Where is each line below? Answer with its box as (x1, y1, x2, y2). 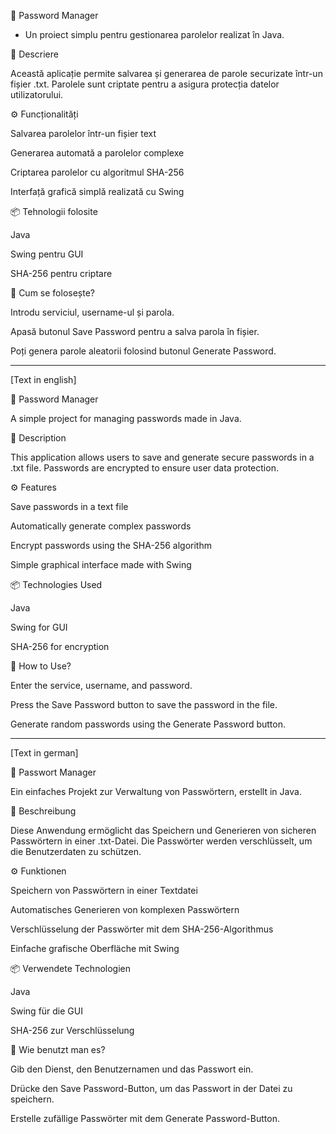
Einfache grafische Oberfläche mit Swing (10, 943, 180, 954)
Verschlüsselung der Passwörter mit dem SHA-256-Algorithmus (10, 923, 274, 935)
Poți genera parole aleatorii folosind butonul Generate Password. (10, 345, 277, 357)
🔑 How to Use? (10, 660, 72, 672)
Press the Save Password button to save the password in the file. (10, 699, 278, 710)
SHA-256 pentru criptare (10, 268, 113, 279)
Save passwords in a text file (10, 501, 129, 512)
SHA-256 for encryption (10, 641, 110, 652)
